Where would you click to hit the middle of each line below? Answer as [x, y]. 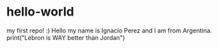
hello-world [41, 12]
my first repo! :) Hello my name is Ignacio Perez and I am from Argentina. [109, 30]
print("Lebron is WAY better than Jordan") [66, 37]
